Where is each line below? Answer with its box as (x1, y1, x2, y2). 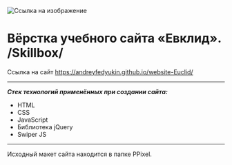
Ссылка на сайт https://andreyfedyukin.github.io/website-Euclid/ (7, 67, 193, 76)
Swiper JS (17, 130, 47, 138)
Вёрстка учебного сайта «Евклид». (7, 31, 222, 46)
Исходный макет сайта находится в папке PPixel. (7, 150, 152, 158)
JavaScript (17, 115, 48, 124)
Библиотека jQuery (17, 122, 73, 131)
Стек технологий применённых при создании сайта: (7, 87, 168, 96)
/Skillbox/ (7, 45, 64, 61)
